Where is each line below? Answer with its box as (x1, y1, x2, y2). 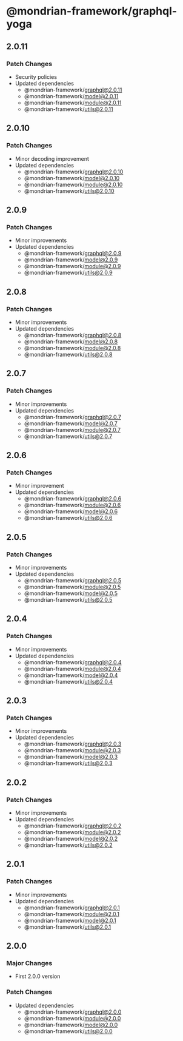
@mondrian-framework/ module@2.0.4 (24, 665, 121, 672)
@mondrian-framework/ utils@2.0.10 (24, 187, 115, 195)
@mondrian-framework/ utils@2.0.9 (24, 269, 113, 277)
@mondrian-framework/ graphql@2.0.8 (24, 331, 122, 339)
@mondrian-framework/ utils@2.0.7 (24, 433, 113, 440)
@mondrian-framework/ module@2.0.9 (24, 263, 121, 270)
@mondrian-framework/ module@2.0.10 (24, 181, 123, 188)
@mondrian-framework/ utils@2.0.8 (24, 351, 113, 358)
